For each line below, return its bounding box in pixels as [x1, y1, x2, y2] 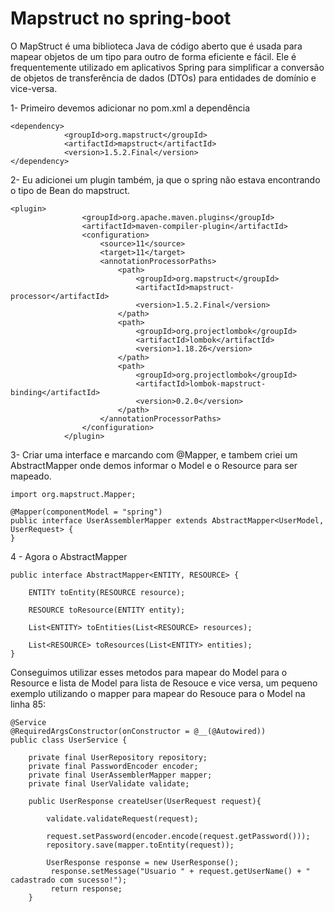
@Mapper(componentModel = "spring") [10, 507, 163, 517]
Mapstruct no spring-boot [10, 7, 232, 30]
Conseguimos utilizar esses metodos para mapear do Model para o [10, 666, 288, 678]
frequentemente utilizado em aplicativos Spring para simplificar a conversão [10, 61, 325, 73]
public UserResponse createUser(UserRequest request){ [28, 796, 262, 806]
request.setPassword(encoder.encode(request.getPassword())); [46, 831, 311, 841]
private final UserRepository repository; [28, 752, 208, 762]
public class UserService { [10, 735, 128, 745]
